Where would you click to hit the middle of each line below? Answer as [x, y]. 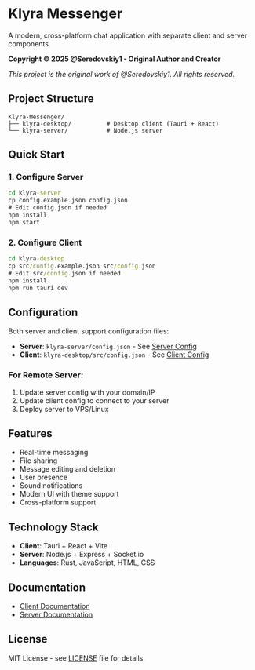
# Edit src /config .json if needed [65, 273]
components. [29, 43]
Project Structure [51, 99]
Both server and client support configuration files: [89, 331]
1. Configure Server [46, 177]
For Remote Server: [46, 375]
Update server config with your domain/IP [87, 392]
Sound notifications [51, 486]
